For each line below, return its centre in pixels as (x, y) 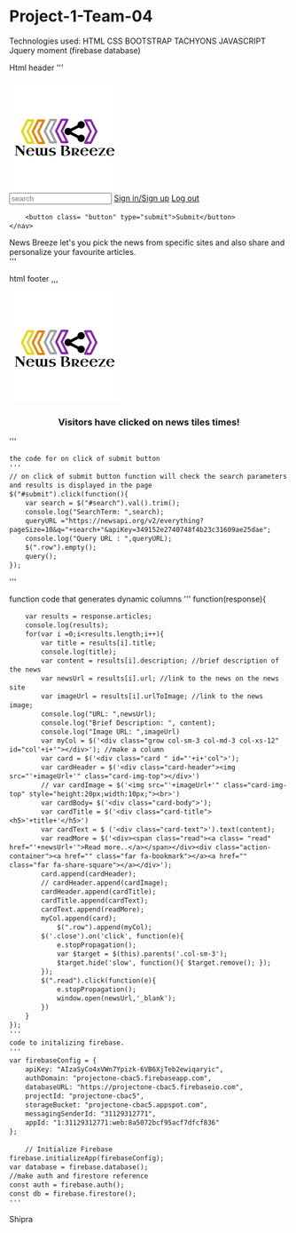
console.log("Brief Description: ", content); (129, 723)
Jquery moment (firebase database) (75, 50)
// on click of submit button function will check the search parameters (148, 477)
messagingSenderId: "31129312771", (91, 1114)
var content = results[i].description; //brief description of (160, 661)
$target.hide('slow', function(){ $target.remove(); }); (164, 963)
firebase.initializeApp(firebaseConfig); (87, 1158)
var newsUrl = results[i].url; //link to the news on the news (160, 679)
